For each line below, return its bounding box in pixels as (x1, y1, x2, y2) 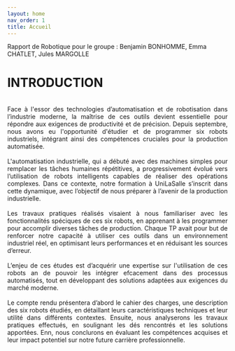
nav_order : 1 (7, 17, 45, 24)
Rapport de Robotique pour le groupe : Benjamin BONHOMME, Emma (7, 43, 207, 51)
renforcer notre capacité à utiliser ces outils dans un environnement (7, 232, 228, 240)
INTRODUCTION (7, 74, 104, 90)
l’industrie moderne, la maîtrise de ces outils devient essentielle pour (7, 113, 228, 121)
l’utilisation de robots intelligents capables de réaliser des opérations (7, 172, 228, 181)
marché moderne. (7, 284, 59, 292)
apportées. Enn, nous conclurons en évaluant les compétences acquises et (7, 329, 228, 337)
